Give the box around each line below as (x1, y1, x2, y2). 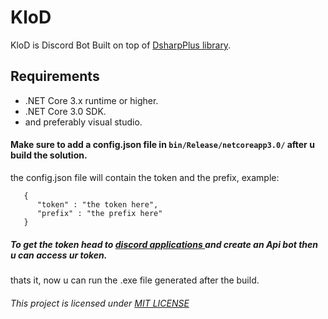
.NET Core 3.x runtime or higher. (24, 94, 159, 106)
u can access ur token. (10, 249, 108, 261)
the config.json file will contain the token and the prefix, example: (10, 171, 280, 183)
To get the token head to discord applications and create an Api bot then (10, 238, 319, 250)
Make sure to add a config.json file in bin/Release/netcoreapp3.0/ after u (10, 139, 315, 151)
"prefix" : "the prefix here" (36, 208, 163, 218)
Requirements (10, 68, 100, 85)
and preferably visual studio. (24, 116, 143, 128)
